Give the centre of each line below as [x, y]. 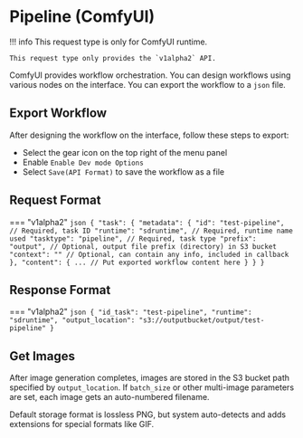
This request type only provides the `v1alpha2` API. [113, 58]
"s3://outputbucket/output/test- [202, 320]
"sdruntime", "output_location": [72, 320]
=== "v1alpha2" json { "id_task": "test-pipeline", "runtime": [131, 312]
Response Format [60, 290]
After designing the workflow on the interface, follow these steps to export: [149, 135]
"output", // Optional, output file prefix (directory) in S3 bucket [143, 246]
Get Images [42, 356]
